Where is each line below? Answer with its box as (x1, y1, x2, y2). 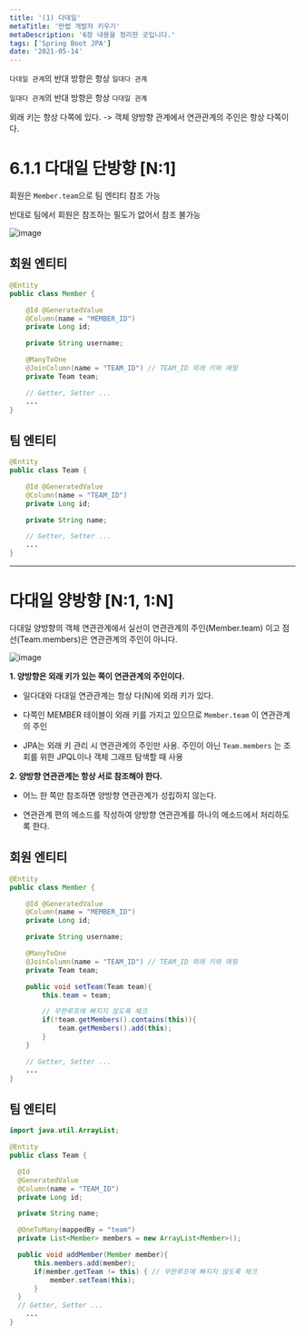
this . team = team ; (42, 991, 112, 1000)
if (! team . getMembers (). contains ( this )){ (42, 1015, 197, 1024)
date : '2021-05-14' (9, 47, 84, 56)
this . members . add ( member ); (33, 1259, 136, 1268)
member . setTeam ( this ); (49, 1275, 136, 1285)
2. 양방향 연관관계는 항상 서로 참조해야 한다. (9, 771, 163, 781)
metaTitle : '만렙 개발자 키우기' (9, 22, 121, 31)
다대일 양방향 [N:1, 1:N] (9, 591, 174, 611)
